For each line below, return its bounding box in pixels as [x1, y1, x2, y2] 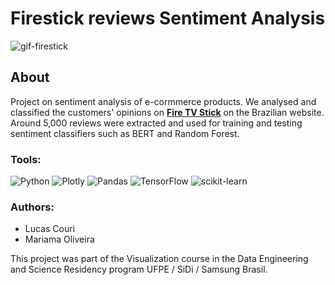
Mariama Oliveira [24, 233, 95, 246]
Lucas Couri [24, 223, 76, 235]
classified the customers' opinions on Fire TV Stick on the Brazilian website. [10, 106, 325, 118]
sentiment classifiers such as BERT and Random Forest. [10, 127, 240, 139]
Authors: [10, 200, 55, 214]
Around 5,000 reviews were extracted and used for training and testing [10, 117, 303, 129]
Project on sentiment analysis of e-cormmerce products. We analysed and [10, 95, 317, 107]
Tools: [10, 152, 42, 166]
